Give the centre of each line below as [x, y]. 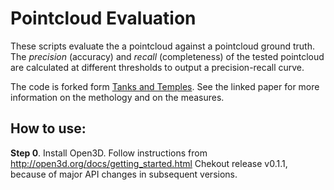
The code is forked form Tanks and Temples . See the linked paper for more [165, 86]
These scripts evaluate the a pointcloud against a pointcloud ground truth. [162, 46]
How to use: [48, 128]
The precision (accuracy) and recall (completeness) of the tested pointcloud [167, 56]
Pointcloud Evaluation [103, 18]
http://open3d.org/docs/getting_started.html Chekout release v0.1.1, [149, 163]
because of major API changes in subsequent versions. [124, 174]
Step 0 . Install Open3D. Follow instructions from [109, 153]
